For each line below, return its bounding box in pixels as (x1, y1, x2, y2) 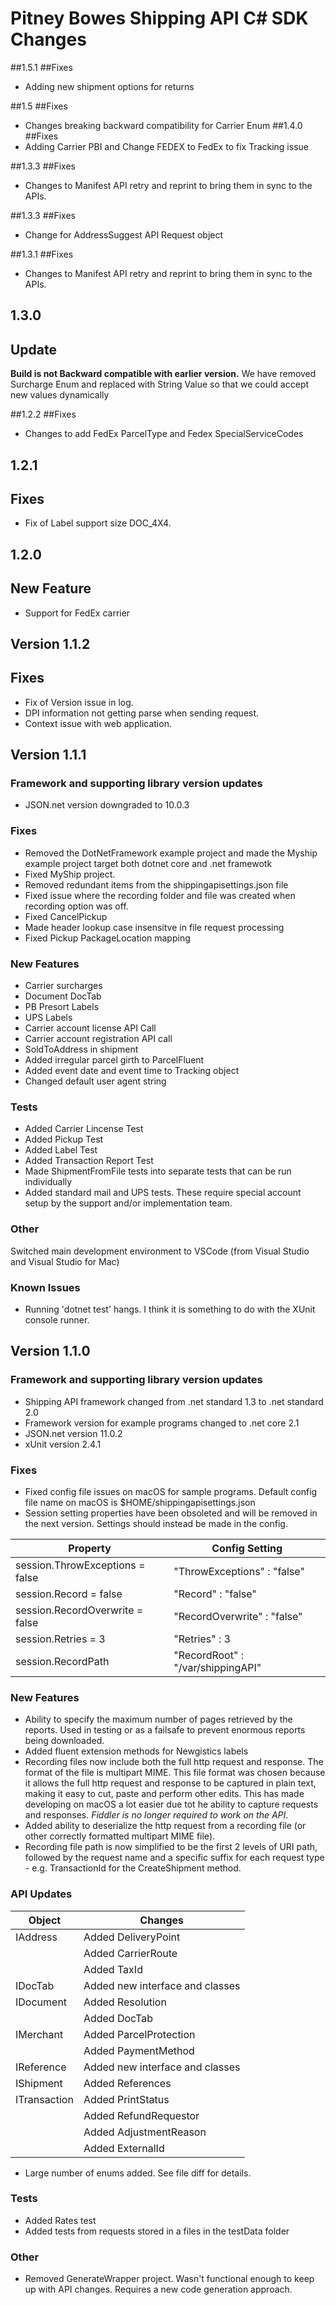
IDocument (15, 1995, 68, 2009)
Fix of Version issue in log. (24, 696, 134, 708)
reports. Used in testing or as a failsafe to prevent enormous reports (24, 1724, 306, 1736)
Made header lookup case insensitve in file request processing (24, 921, 285, 933)
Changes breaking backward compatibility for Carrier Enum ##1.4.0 (24, 119, 303, 131)
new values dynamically (10, 389, 110, 401)
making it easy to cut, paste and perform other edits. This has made (24, 1788, 305, 1800)
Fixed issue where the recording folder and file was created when (24, 889, 296, 901)
